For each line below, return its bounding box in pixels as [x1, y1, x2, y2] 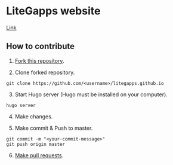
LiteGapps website [6, 4, 101, 18]
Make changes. [14, 112, 53, 120]
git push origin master [6, 141, 66, 147]
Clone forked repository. [14, 69, 75, 76]
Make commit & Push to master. [14, 124, 93, 132]
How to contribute [6, 41, 75, 51]
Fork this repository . [14, 57, 64, 64]
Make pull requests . [14, 151, 64, 159]
